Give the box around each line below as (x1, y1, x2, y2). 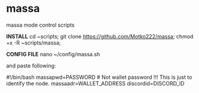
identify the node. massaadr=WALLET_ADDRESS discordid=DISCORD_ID (6, 79, 185, 87)
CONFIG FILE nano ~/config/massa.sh (6, 50, 100, 57)
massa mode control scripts (6, 21, 75, 28)
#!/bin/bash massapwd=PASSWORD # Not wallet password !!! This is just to (6, 73, 192, 81)
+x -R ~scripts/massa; (6, 39, 61, 46)
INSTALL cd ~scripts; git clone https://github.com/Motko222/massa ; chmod (6, 33, 194, 40)
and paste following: (6, 62, 56, 69)
